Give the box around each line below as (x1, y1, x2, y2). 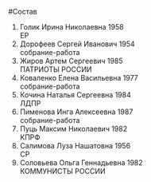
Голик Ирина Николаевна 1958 (19, 22, 125, 31)
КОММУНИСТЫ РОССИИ (19, 167, 106, 176)
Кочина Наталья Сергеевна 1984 (19, 90, 131, 99)
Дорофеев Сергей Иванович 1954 (19, 39, 135, 49)
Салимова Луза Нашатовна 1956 (19, 141, 131, 150)
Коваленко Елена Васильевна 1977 (19, 73, 139, 82)
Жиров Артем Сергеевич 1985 (19, 56, 123, 65)
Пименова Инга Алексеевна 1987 (19, 107, 134, 117)
